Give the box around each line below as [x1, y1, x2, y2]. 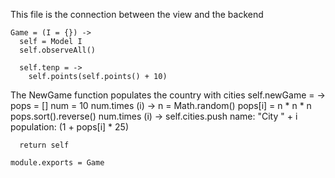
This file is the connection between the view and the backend [10, 9, 264, 20]
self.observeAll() [19, 45, 97, 55]
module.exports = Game [10, 158, 105, 168]
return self [19, 140, 70, 150]
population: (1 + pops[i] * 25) [10, 121, 129, 133]
